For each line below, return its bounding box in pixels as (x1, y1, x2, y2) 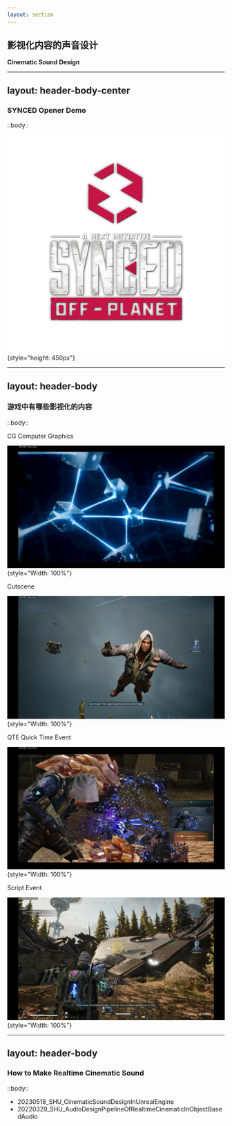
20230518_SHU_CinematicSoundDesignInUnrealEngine (17, 1097, 175, 1106)
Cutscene (7, 582, 35, 591)
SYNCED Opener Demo (7, 105, 86, 115)
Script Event (7, 884, 42, 892)
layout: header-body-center (7, 84, 130, 96)
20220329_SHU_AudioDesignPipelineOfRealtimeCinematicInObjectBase (17, 1105, 222, 1113)
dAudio (17, 1112, 38, 1120)
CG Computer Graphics (7, 432, 74, 440)
